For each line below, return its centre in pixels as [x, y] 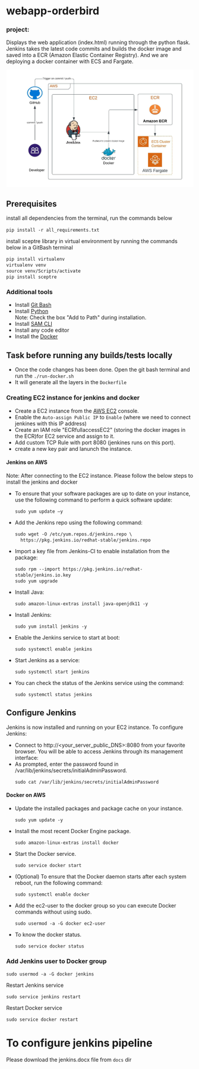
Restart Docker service [34, 1008]
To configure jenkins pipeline [79, 1043]
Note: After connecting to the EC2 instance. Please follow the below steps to [100, 475]
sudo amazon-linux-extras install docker [67, 843]
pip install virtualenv [36, 259]
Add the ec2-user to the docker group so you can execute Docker [95, 905]
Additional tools [29, 292]
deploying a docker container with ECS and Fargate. [70, 61]
